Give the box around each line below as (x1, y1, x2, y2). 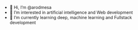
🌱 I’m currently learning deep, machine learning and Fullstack (9, 15, 132, 20)
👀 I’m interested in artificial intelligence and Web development (9, 10, 133, 15)
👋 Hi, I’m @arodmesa (9, 5, 52, 10)
